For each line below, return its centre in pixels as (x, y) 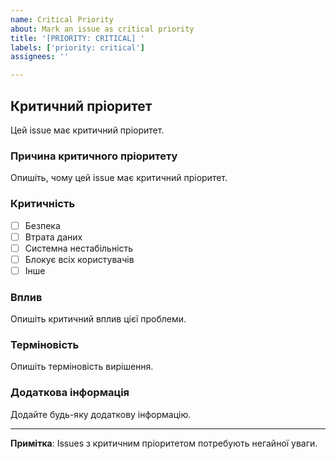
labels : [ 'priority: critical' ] (77, 47)
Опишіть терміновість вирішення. (82, 367)
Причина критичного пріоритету (94, 156)
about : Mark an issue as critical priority (102, 29)
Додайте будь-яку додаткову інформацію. (101, 414)
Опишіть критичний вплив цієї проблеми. (98, 319)
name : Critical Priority (62, 19)
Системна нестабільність (79, 248)
